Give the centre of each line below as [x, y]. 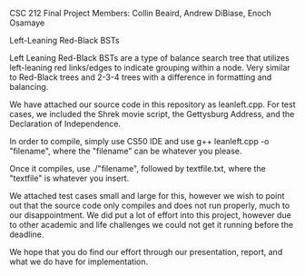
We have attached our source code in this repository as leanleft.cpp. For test [152, 104]
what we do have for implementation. [79, 261]
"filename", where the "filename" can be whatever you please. [126, 151]
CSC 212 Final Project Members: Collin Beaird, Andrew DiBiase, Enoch [141, 13]
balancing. [29, 87]
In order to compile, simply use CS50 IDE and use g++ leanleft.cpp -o [139, 141]
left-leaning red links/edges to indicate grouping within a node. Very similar [150, 68]
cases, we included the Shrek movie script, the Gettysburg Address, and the [152, 114]
